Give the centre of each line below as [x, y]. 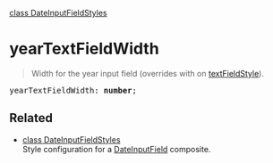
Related [31, 118]
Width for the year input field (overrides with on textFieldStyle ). [147, 73]
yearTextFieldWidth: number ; [73, 90]
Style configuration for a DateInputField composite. [116, 149]
